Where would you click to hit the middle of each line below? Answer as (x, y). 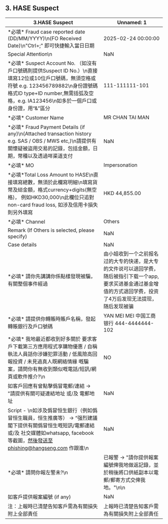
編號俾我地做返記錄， (128, 465)
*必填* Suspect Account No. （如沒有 (52, 63)
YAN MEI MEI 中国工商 (129, 315)
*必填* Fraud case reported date (46, 32)
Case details (22, 244)
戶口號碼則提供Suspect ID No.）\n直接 (53, 71)
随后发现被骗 (118, 306)
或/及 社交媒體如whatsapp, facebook (51, 433)
